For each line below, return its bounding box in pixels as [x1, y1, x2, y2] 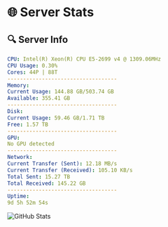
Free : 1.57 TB [7, 121, 49, 128]
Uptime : [7, 193, 30, 200]
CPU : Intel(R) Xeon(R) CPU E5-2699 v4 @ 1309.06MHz [7, 56, 161, 63]
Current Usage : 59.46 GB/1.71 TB [7, 114, 105, 122]
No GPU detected [7, 141, 55, 148]
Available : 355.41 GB [7, 95, 71, 102]
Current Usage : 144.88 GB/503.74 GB [7, 89, 114, 96]
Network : [7, 154, 33, 161]
